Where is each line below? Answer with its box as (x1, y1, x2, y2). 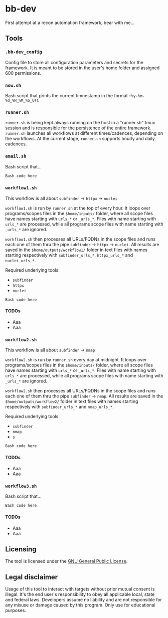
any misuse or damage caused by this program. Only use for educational (5, 602, 155, 608)
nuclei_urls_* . (5, 257, 36, 263)
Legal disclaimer (5, 572, 58, 581)
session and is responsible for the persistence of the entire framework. (5, 125, 152, 131)
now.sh (5, 82, 22, 88)
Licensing (5, 545, 37, 553)
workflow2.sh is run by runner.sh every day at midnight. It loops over (5, 357, 147, 363)
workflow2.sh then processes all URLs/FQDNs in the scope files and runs (5, 388, 156, 394)
